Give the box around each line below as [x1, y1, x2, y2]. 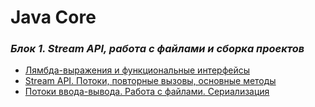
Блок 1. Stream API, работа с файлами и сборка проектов [10, 42, 305, 56]
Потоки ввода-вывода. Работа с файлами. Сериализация [24, 86, 270, 98]
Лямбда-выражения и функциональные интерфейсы [24, 64, 251, 76]
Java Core [10, 6, 97, 29]
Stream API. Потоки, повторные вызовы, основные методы [24, 75, 277, 87]
